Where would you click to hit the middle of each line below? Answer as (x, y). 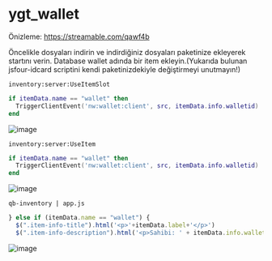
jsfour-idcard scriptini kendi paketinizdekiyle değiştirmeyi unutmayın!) (125, 69)
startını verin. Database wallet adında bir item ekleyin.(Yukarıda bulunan (128, 61)
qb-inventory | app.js (47, 203)
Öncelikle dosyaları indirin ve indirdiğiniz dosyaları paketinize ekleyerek (127, 52)
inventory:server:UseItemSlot (59, 84)
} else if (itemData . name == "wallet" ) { (79, 218)
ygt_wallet (44, 14)
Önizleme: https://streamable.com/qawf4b (79, 36)
